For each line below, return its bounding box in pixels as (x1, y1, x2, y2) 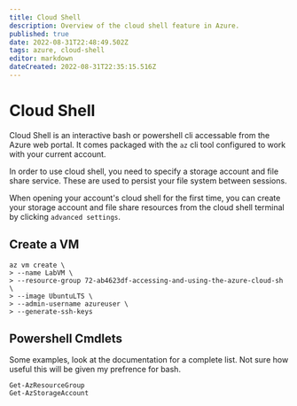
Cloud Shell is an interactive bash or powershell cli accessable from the (9, 129, 270, 140)
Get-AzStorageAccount (9, 389, 90, 398)
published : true (9, 29, 69, 38)
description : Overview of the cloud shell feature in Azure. (9, 21, 240, 30)
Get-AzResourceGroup (9, 381, 86, 390)
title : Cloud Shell (9, 12, 82, 22)
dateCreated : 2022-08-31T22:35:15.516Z (9, 63, 157, 72)
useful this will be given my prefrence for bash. (9, 364, 182, 375)
